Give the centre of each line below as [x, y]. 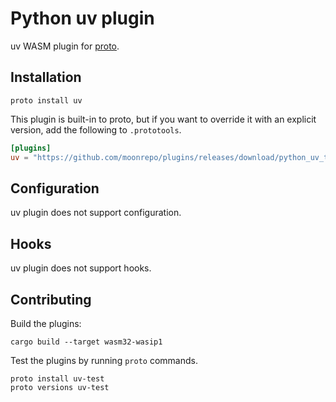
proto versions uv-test [60, 387]
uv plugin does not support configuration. [96, 213]
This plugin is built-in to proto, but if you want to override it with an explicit [163, 119]
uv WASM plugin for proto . [65, 46]
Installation [46, 77]
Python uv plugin [82, 18]
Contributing [51, 299]
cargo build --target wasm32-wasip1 [86, 342]
